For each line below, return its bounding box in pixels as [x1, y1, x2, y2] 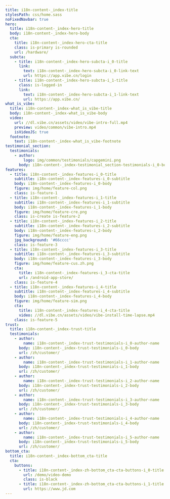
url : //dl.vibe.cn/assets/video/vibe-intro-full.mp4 [14, 120, 128, 125]
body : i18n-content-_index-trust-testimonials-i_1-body [18, 364, 139, 369]
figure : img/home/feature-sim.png [14, 298, 87, 304]
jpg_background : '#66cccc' [14, 237, 71, 242]
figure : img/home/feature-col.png [14, 186, 87, 191]
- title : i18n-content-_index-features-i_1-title [10, 195, 116, 200]
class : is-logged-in [18, 82, 62, 87]
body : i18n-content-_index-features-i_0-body [14, 181, 112, 186]
